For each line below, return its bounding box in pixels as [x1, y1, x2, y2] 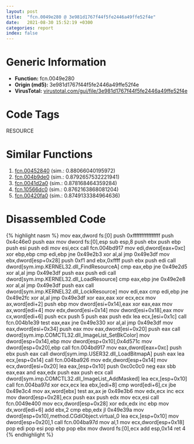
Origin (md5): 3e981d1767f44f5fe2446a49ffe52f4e [14, 81, 139, 88]
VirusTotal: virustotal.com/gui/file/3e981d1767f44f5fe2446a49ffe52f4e [14, 87, 188, 94]
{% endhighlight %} [6, 431, 54, 438]
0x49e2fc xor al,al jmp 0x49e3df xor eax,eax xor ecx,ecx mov [6, 294, 156, 301]
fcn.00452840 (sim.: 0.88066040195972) [14, 167, 115, 174]
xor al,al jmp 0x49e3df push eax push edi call [6, 269, 116, 276]
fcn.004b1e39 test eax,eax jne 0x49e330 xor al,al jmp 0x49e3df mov [6, 319, 173, 326]
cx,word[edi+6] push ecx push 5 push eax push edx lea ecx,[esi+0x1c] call [6, 313, 187, 320]
